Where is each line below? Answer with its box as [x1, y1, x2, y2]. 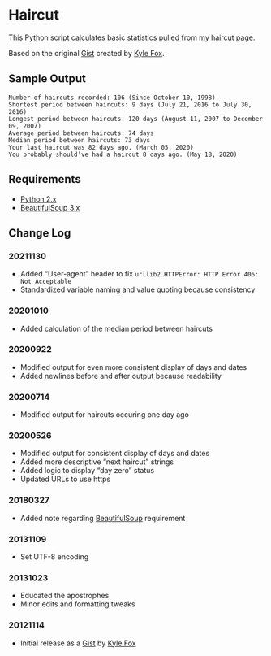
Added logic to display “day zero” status [19, 466, 155, 476]
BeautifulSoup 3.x [19, 202, 80, 212]
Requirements [8, 172, 81, 186]
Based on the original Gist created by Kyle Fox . [8, 48, 165, 58]
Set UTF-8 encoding [19, 552, 89, 562]
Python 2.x [19, 193, 57, 204]
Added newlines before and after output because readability [19, 371, 222, 380]
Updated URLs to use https [19, 474, 111, 484]
